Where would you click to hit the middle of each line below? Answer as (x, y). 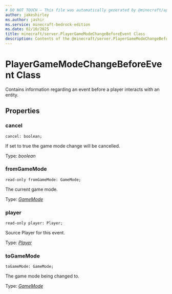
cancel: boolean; (24, 136)
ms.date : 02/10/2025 (27, 29)
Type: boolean (20, 156)
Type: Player (19, 243)
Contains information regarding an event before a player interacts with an (82, 89)
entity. (12, 95)
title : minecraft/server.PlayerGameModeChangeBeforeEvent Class (75, 34)
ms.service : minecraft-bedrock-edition (48, 24)
